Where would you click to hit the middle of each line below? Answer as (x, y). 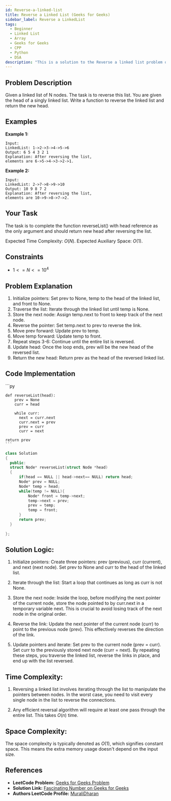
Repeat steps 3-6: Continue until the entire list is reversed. (74, 341)
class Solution (21, 453)
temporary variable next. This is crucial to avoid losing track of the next (87, 609)
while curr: (27, 413)
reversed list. (26, 352)
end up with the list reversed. (43, 661)
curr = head (27, 404)
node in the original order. (40, 614)
